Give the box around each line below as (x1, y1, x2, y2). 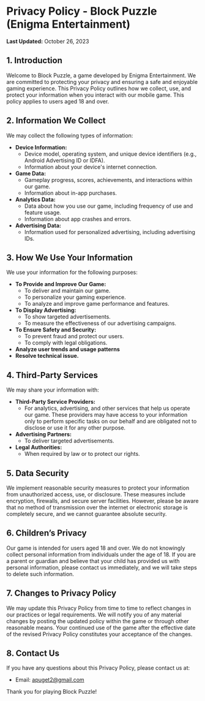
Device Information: (15, 143, 67, 151)
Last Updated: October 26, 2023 (6, 37, 89, 45)
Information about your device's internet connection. (24, 163, 157, 170)
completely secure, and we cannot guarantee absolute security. (6, 510, 167, 517)
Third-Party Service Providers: (15, 398, 96, 406)
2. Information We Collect (6, 115, 106, 126)
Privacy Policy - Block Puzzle (6, 4, 157, 18)
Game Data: (15, 170, 47, 177)
